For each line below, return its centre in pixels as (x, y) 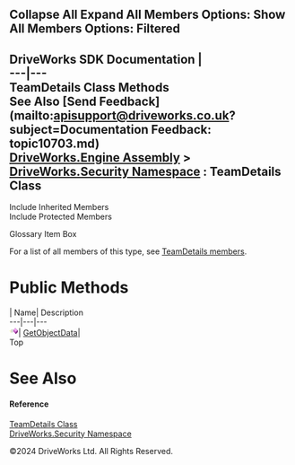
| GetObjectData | (49, 333)
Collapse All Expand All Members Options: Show (147, 15)
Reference (29, 404)
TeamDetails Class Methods (89, 88)
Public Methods (69, 288)
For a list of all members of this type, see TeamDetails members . (128, 251)
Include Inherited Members (59, 207)
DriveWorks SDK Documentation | (106, 59)
